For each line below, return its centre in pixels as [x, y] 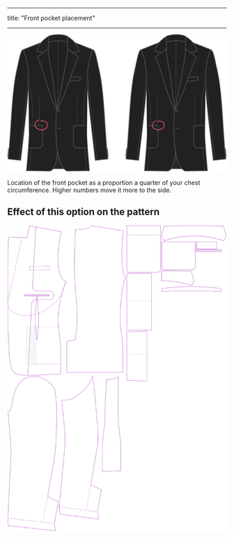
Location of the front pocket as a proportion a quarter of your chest [104, 183]
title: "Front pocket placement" [51, 18]
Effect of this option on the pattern [84, 212]
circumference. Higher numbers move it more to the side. [89, 190]
